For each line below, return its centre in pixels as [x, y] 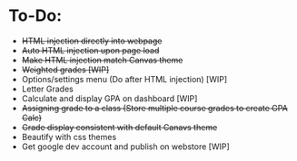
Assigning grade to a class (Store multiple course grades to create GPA [154, 108]
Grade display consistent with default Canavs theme [119, 127]
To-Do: [35, 16]
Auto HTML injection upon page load [90, 50]
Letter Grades [47, 89]
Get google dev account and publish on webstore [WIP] [126, 147]
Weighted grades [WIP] [65, 70]
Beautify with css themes [69, 137]
